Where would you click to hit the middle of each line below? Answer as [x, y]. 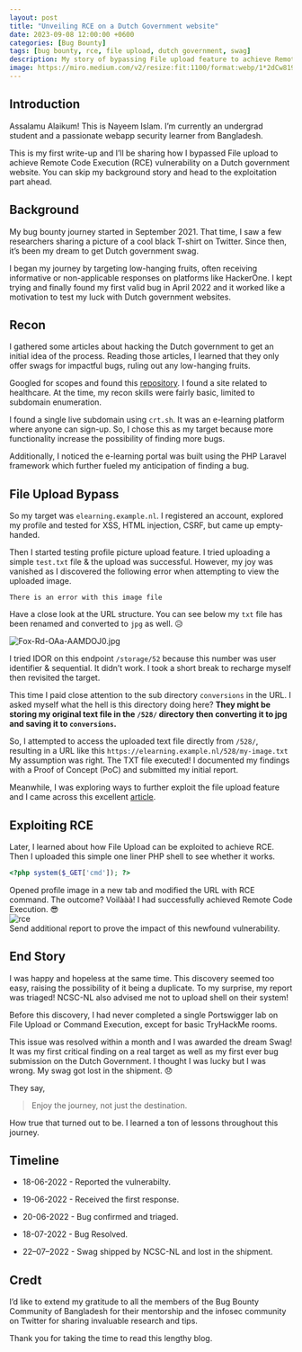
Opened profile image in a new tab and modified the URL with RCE [132, 890]
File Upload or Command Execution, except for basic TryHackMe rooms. [143, 1024]
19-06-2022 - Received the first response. [101, 1200]
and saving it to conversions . [63, 724]
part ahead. [31, 182]
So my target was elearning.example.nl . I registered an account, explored [147, 516]
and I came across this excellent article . [83, 797]
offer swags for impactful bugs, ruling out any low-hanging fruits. [130, 366]
